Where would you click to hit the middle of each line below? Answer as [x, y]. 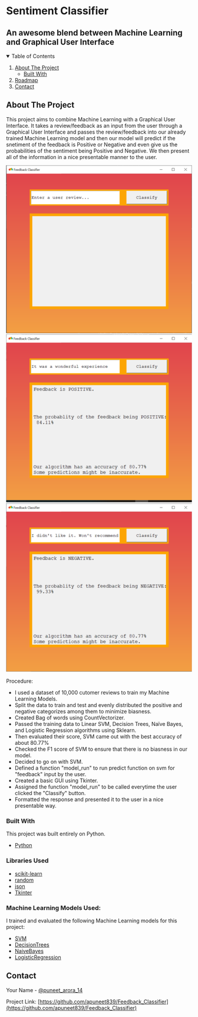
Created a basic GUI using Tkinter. [56, 781]
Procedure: [20, 681]
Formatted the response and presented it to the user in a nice [89, 799]
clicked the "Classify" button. [50, 793]
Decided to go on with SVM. [49, 762]
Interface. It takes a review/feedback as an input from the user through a [94, 125]
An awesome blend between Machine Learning [94, 33]
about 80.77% [32, 743]
